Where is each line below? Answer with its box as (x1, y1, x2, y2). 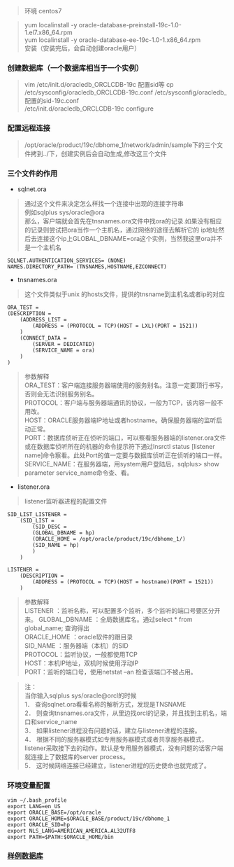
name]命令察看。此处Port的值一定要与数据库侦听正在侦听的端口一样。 (24, 451, 226, 459)
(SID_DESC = (32, 523, 68, 530)
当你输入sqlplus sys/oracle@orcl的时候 (24, 691, 137, 700)
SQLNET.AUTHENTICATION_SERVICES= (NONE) (7, 257, 127, 264)
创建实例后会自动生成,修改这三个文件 (60, 149, 167, 158)
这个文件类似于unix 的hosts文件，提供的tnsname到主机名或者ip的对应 (24, 290, 225, 298)
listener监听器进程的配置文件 (24, 497, 108, 505)
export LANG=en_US (7, 803, 61, 810)
